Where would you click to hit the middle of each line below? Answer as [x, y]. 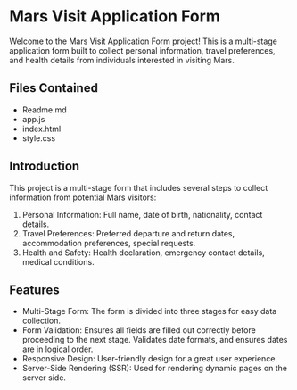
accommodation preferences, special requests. [109, 243]
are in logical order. [58, 349]
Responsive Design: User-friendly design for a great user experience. [150, 359]
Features [34, 290]
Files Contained [54, 88]
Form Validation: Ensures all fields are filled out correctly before [139, 330]
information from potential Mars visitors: [83, 197]
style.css [39, 138]
